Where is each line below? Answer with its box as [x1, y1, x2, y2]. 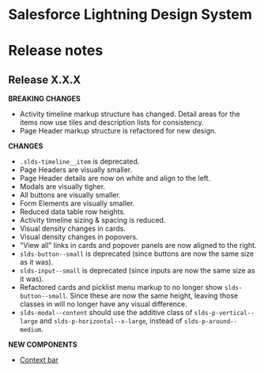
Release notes [8, 42, 104, 60]
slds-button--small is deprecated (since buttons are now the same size [19, 249, 255, 258]
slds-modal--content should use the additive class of [19, 308, 193, 318]
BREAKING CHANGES [8, 94, 81, 103]
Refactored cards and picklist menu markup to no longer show [19, 283, 223, 292]
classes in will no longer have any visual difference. [19, 299, 187, 309]
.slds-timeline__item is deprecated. [19, 156, 140, 167]
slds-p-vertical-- [194, 310, 255, 318]
